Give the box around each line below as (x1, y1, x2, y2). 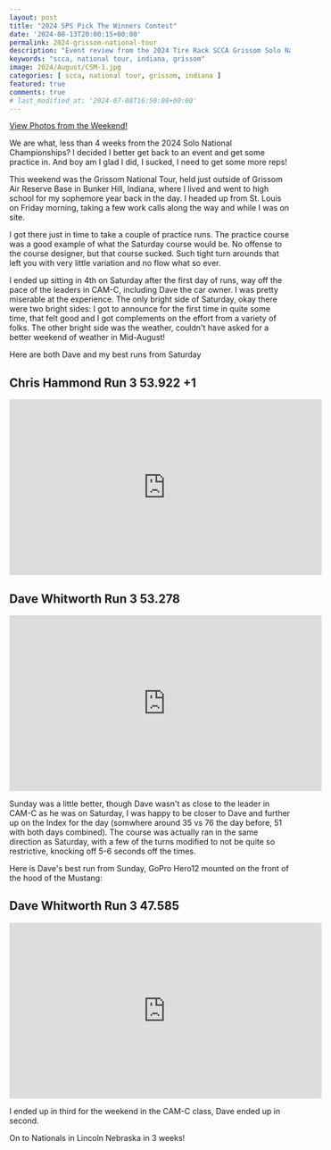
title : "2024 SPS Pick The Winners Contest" (9, 21, 178, 30)
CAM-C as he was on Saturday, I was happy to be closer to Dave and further (9, 808, 291, 818)
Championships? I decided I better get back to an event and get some (9, 147, 266, 158)
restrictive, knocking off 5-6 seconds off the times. (9, 846, 196, 856)
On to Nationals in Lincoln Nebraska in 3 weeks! (9, 1132, 186, 1143)
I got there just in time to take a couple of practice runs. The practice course (9, 229, 290, 240)
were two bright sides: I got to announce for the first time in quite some (9, 304, 270, 314)
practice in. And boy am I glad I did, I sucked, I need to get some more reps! (9, 157, 288, 168)
